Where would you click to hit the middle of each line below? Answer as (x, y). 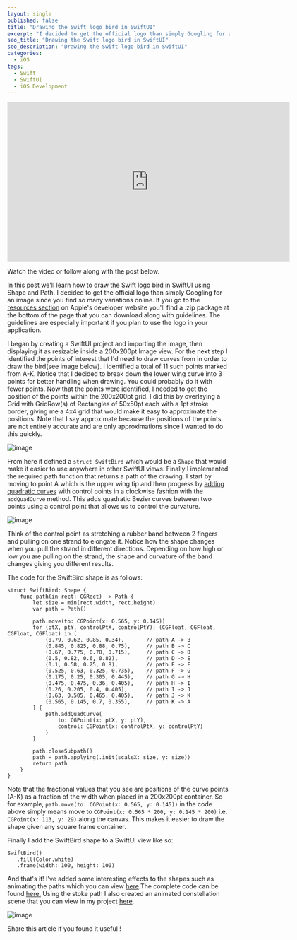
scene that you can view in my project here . (71, 901)
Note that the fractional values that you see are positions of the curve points (118, 789)
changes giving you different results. (61, 564)
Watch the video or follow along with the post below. (84, 271)
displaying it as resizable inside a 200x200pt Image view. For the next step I (117, 351)
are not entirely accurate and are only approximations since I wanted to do (115, 427)
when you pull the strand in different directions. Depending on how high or (115, 549)
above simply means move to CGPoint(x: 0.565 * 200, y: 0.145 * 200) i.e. (117, 812)
